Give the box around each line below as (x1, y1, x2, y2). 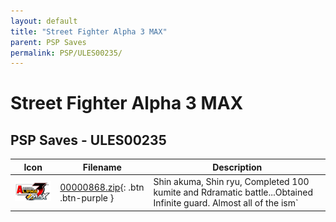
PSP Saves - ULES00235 (10, 131, 167, 149)
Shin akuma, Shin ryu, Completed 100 (153, 176, 310, 187)
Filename (82, 161, 122, 173)
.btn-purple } (59, 191, 115, 204)
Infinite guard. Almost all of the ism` (153, 197, 299, 209)
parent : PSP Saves (10, 37, 87, 47)
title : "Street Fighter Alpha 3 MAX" (10, 26, 168, 37)
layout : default (10, 16, 78, 26)
